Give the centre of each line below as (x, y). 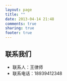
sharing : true (20, 28)
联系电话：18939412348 (37, 73)
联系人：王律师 (28, 67)
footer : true (19, 33)
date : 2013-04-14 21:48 (30, 19)
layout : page (19, 10)
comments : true (21, 24)
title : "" (15, 14)
